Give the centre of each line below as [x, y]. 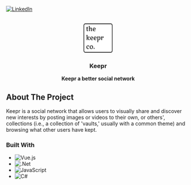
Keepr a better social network [98, 78]
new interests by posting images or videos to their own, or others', [86, 118]
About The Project [40, 97]
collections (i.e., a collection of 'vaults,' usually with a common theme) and [96, 124]
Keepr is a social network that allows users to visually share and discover [94, 111]
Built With [20, 145]
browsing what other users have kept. [52, 130]
